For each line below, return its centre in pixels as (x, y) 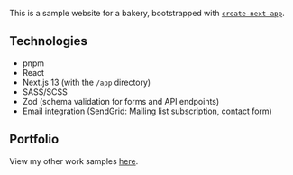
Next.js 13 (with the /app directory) (87, 82)
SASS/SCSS (45, 92)
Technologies (49, 41)
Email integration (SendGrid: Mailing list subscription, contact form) (147, 111)
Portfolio (34, 139)
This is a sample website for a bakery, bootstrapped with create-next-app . (147, 13)
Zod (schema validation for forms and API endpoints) (121, 101)
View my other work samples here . (74, 161)
